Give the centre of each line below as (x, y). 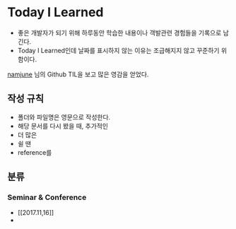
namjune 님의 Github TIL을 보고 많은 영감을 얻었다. (78, 74)
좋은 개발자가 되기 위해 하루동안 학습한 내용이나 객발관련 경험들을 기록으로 (119, 33)
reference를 (35, 152)
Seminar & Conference (47, 197)
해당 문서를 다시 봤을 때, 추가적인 (63, 126)
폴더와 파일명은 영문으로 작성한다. (64, 117)
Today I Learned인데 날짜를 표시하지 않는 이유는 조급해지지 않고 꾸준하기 (118, 50)
